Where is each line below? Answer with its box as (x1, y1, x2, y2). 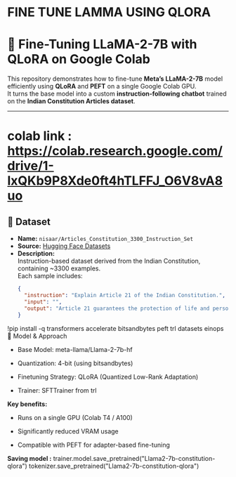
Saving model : (7, 454, 52, 462)
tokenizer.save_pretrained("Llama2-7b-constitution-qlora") (29, 462, 199, 470)
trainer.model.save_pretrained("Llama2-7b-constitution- (53, 454, 216, 462)
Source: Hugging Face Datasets (17, 242, 111, 250)
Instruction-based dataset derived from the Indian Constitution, (17, 257, 201, 266)
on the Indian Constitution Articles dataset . (7, 97, 136, 105)
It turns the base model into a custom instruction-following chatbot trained (7, 89, 227, 98)
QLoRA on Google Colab (7, 51, 151, 67)
